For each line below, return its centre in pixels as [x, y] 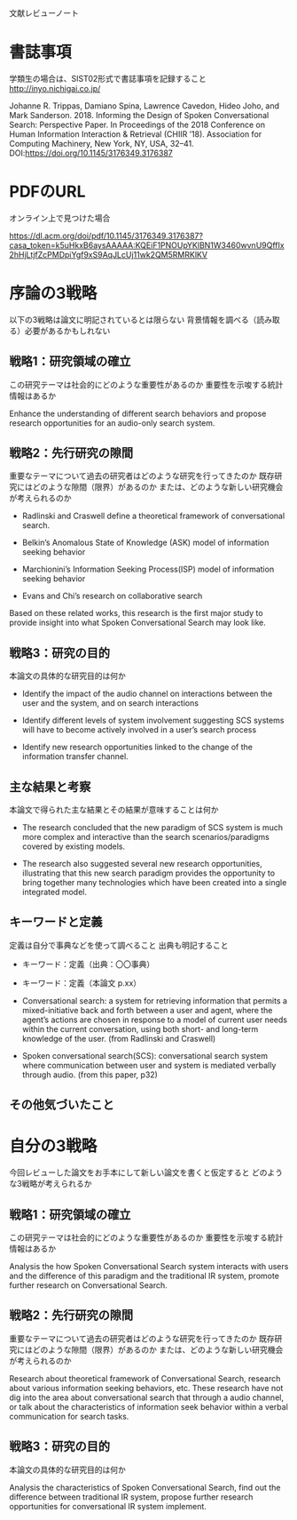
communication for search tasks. [69, 1416]
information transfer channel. [75, 756]
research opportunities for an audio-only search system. [112, 423]
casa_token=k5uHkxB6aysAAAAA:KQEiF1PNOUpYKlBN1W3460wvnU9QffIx [147, 245]
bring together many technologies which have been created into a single [154, 883]
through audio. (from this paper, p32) [90, 1075]
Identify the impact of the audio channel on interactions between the [147, 694]
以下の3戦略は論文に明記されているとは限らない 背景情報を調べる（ [133, 319]
